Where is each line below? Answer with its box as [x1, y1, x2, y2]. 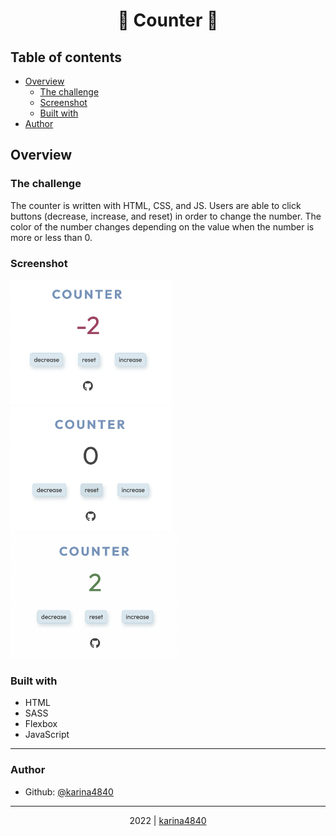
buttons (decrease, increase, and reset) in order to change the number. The [10, 210, 322, 222]
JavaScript [24, 729, 70, 741]
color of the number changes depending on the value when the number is [10, 220, 315, 233]
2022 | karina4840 [129, 814, 207, 826]
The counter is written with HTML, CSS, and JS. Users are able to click [10, 199, 302, 211]
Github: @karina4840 [24, 785, 114, 798]
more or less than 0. [10, 231, 93, 243]
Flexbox [24, 718, 58, 730]
